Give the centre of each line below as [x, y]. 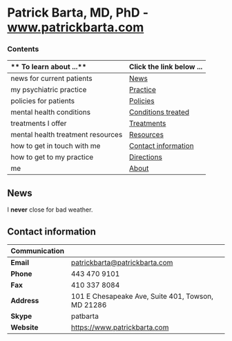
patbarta [85, 316]
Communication [37, 251]
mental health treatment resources [67, 135]
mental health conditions [51, 112]
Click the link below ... [166, 67]
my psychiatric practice [49, 90]
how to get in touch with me [56, 146]
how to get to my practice [52, 157]
